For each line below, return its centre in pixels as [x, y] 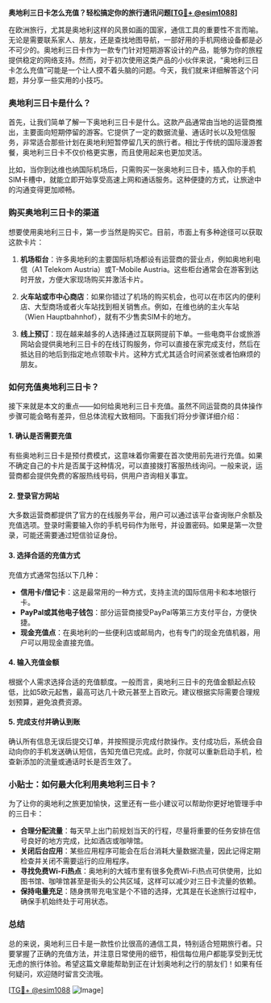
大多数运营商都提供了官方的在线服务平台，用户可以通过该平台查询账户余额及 [135, 515]
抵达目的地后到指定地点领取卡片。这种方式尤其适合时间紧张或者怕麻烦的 [140, 353]
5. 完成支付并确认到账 [44, 722]
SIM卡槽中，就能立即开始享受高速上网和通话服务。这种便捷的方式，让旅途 [131, 180]
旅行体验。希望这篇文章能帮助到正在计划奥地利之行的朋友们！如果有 [142, 963]
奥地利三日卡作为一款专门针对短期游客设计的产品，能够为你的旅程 [153, 50]
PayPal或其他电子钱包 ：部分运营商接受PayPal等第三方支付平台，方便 [135, 612]
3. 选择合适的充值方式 [44, 555]
